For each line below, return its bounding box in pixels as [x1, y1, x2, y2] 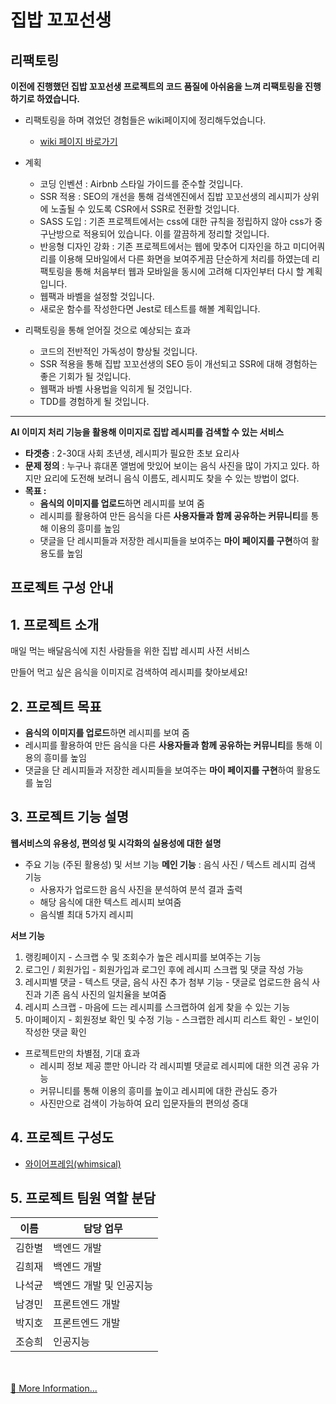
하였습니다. [36, 93, 81, 105]
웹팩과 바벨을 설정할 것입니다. [39, 291, 155, 302]
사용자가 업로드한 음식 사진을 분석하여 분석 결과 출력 [39, 883, 243, 895]
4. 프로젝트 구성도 [10, 1129, 115, 1146]
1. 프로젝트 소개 [10, 616, 100, 633]
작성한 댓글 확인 [24, 1026, 87, 1038]
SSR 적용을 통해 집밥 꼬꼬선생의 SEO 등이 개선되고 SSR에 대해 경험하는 [39, 358, 318, 370]
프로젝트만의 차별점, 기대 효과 [24, 1047, 141, 1059]
